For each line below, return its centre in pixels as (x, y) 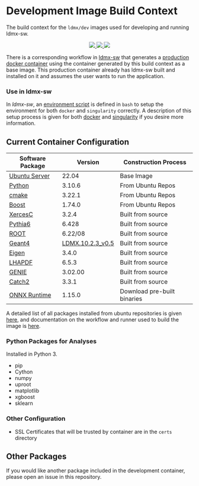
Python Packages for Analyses (51, 341)
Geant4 (20, 243)
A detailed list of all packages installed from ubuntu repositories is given (94, 313)
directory (26, 438)
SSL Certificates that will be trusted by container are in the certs (93, 432)
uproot (23, 384)
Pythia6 (20, 224)
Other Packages (36, 457)
